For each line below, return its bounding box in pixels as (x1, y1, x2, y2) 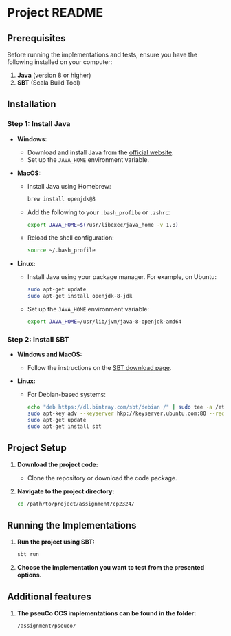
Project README (7, 5, 104, 21)
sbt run (16, 551, 39, 558)
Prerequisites (7, 32, 66, 44)
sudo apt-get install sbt (27, 422, 102, 430)
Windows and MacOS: (16, 350, 82, 359)
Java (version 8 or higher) (16, 71, 91, 79)
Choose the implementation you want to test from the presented (16, 564, 205, 572)
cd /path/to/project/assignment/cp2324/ (16, 500, 135, 507)
